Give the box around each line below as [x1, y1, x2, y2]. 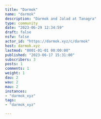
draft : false [5, 30, 32, 35]
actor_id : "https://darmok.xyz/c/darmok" [5, 39, 90, 44]
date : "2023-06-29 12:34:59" [5, 25, 64, 30]
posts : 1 [5, 61, 23, 66]
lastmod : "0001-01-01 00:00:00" [5, 48, 70, 53]
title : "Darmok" [5, 7, 38, 12]
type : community [5, 20, 38, 26]
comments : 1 [5, 66, 29, 71]
